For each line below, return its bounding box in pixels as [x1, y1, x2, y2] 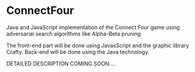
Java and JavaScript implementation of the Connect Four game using [6, 24, 180, 31]
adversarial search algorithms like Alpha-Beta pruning [6, 30, 141, 37]
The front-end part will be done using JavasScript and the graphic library [6, 42, 190, 49]
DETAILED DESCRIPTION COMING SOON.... [6, 60, 115, 67]
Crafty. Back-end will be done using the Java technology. [6, 48, 150, 55]
